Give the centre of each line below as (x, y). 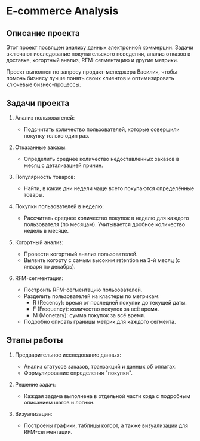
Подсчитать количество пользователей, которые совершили (102, 129)
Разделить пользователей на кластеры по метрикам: (92, 296)
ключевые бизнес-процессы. (44, 84)
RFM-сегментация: (39, 278)
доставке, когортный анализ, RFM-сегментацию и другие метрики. (92, 60)
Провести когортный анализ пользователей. (81, 254)
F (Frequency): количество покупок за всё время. (96, 309)
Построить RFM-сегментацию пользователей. (83, 290)
